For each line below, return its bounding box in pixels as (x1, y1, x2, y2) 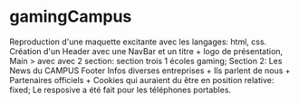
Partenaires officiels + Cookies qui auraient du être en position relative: (9, 74, 275, 85)
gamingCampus (9, 6, 132, 27)
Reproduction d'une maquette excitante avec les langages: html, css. (9, 36, 267, 47)
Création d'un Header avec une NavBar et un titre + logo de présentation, (9, 45, 284, 56)
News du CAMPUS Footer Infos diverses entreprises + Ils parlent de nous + (9, 65, 292, 76)
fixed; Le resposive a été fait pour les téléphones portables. (9, 84, 232, 95)
